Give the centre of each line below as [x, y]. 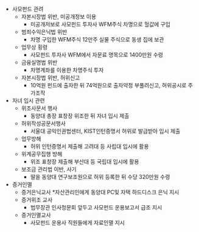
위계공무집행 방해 [42, 154]
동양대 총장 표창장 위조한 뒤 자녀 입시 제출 [80, 116]
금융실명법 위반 [39, 62]
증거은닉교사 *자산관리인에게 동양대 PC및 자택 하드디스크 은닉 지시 [100, 192]
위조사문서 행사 [39, 108]
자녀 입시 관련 [28, 100]
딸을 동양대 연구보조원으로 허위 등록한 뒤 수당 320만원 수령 [100, 177]
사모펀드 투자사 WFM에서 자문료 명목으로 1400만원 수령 [96, 55]
